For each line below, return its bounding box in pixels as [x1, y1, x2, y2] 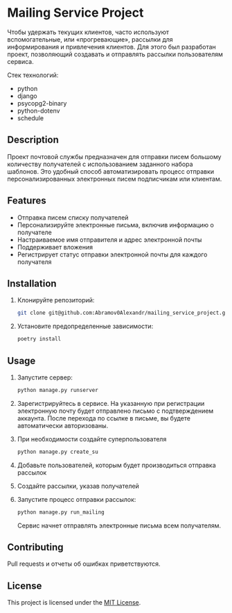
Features [7, 195, 46, 206]
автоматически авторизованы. [17, 421, 109, 430]
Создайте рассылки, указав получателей [17, 482, 140, 490]
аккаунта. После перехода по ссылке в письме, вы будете [17, 414, 190, 422]
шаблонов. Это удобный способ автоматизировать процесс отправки [7, 167, 215, 175]
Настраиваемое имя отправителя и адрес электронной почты [17, 235, 202, 244]
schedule [17, 113, 44, 122]
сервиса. [7, 57, 34, 65]
